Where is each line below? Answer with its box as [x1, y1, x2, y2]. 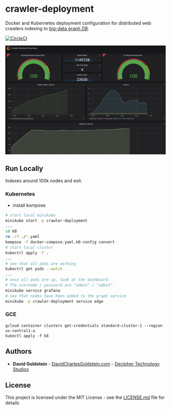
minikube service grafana [5, 288, 60, 293]
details [5, 400, 19, 406]
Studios [12, 366, 29, 372]
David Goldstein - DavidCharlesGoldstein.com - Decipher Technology [12, 360, 160, 367]
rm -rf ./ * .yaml [5, 234, 40, 239]
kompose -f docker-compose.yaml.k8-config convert [5, 239, 115, 245]
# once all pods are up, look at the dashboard [5, 277, 108, 282]
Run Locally [5, 164, 43, 173]
